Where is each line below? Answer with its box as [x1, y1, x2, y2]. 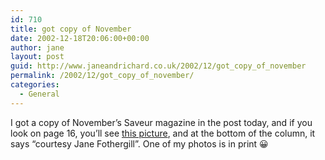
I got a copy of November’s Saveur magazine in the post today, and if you [10, 116, 313, 128]
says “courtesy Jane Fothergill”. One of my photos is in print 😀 [10, 137, 269, 150]
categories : [10, 80, 60, 90]
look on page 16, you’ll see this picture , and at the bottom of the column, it [10, 127, 316, 139]
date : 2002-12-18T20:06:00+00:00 [10, 33, 150, 43]
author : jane [10, 42, 65, 53]
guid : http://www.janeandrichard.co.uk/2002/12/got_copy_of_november [10, 61, 307, 71]
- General [19, 89, 60, 99]
